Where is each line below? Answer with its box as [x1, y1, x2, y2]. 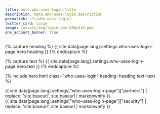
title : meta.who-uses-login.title [5, 7, 77, 12]
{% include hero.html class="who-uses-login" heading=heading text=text [5, 73, 156, 79]
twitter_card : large [5, 21, 48, 26]
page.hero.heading [5, 49, 44, 55]
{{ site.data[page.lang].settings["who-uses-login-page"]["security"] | [5, 98, 147, 104]
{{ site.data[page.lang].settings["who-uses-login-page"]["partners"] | [5, 88, 147, 93]
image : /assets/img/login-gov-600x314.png [5, 26, 94, 30]
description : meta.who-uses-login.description [5, 12, 103, 17]
